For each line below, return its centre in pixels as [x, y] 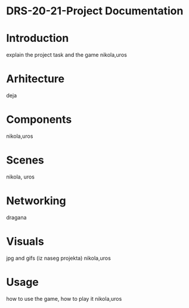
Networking [36, 201]
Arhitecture [35, 79]
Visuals [25, 241]
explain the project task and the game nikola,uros [66, 55]
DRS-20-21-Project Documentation [95, 11]
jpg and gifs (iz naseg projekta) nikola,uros [59, 258]
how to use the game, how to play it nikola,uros [64, 298]
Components [39, 120]
